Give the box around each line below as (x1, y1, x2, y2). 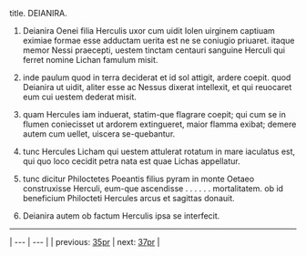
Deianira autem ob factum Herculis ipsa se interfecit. (22, 210, 220, 221)
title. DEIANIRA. (9, 8, 68, 18)
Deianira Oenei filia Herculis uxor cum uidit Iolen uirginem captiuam (22, 26, 275, 36)
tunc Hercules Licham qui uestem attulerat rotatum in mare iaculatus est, (22, 146, 296, 157)
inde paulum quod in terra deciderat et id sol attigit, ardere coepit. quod (22, 72, 291, 83)
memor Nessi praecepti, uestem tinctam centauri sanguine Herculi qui (22, 45, 285, 56)
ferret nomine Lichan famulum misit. (22, 55, 158, 65)
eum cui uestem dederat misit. (22, 91, 137, 102)
